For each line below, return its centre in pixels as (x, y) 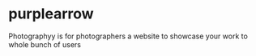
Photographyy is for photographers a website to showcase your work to (128, 36)
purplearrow (51, 14)
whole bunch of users (45, 44)
